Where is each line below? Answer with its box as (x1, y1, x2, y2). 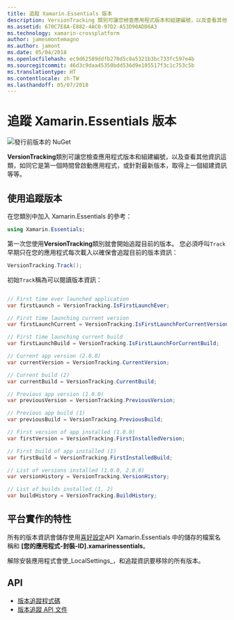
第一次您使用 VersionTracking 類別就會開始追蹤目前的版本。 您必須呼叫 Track (7, 239, 226, 248)
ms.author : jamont (7, 42, 61, 49)
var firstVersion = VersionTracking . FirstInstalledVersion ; (7, 435, 186, 442)
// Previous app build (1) (7, 410, 86, 417)
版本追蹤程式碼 (17, 596, 61, 605)
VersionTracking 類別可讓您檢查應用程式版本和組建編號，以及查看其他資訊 (7, 152, 221, 161)
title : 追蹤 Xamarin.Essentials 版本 (7, 10, 113, 17)
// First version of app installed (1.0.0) (7, 429, 136, 436)
